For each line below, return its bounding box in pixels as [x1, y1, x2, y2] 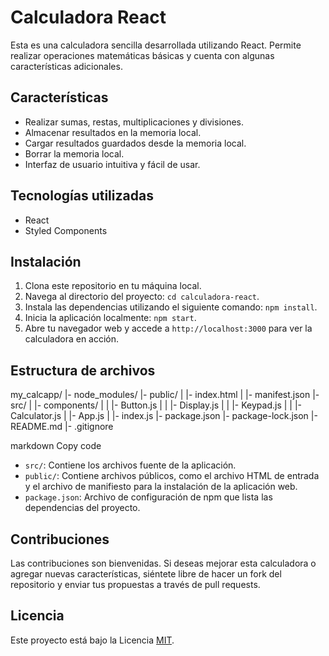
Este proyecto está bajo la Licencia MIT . [10, 634, 175, 646]
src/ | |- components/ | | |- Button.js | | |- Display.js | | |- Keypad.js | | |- [10, 399, 302, 411]
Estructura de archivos [10, 362, 156, 379]
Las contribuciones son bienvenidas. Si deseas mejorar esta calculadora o [10, 557, 317, 569]
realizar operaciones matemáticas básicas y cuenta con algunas [10, 49, 275, 61]
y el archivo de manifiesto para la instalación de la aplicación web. [24, 481, 298, 493]
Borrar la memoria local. [24, 147, 125, 160]
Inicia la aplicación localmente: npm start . [24, 312, 197, 324]
